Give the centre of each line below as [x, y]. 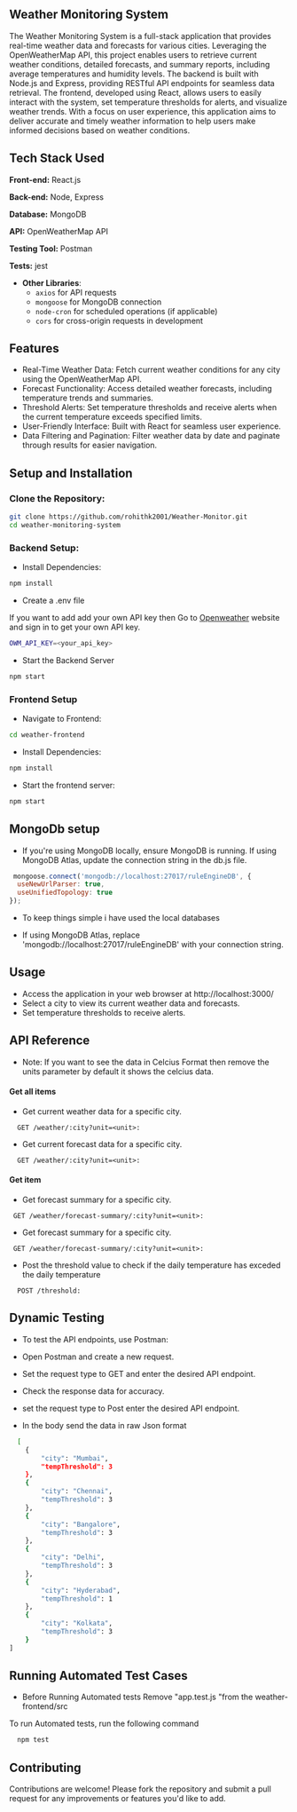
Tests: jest [29, 265]
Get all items [33, 1092]
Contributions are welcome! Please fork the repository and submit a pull [141, 1789]
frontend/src [45, 1706]
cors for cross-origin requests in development [119, 320]
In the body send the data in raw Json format [104, 1425]
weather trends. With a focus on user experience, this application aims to [143, 111]
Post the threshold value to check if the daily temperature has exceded [151, 1265]
